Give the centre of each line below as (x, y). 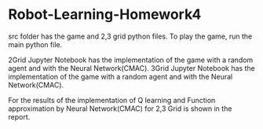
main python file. (35, 44)
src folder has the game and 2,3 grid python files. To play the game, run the (130, 36)
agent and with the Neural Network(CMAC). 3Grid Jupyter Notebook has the (131, 68)
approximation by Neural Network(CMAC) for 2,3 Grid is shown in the (120, 109)
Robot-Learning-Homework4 (105, 15)
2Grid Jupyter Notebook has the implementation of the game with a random (131, 60)
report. (19, 116)
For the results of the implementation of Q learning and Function (112, 100)
